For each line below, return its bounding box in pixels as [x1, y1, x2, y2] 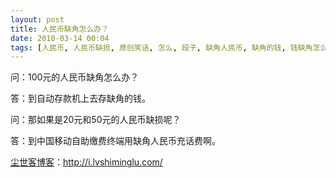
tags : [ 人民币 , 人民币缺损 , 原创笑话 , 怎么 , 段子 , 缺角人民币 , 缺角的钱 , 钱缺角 [10, 42, 313, 53]
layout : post [10, 14, 65, 25]
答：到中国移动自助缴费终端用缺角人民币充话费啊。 [10, 135, 221, 147]
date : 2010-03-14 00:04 [10, 33, 110, 43]
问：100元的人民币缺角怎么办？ [10, 71, 140, 83]
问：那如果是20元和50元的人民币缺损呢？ [10, 114, 182, 126]
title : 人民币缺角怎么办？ [10, 24, 110, 34]
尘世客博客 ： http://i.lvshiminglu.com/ [10, 156, 163, 168]
